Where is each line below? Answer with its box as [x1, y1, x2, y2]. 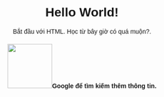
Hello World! [45, 5, 119, 20]
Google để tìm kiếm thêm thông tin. [51, 81, 157, 90]
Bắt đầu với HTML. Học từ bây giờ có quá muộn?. [12, 27, 152, 35]
